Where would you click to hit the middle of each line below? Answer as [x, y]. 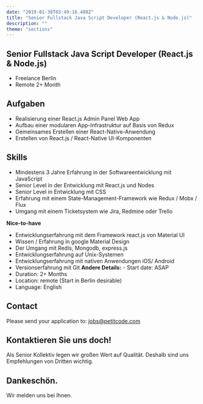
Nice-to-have [24, 223]
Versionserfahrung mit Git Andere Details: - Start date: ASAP [92, 267]
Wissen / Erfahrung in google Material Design [72, 241]
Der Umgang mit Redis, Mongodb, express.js [71, 248]
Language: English [38, 287]
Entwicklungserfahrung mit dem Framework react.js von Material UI [100, 235]
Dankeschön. [32, 380]
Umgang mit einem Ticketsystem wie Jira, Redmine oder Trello [94, 211]
